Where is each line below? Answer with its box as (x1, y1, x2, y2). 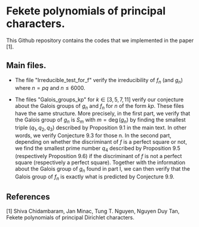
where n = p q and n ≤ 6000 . (14, 84, 85, 91)
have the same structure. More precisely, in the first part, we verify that (14, 110, 191, 117)
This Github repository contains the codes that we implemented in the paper (6, 37, 194, 44)
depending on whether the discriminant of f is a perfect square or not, (14, 138, 187, 145)
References (6, 192, 50, 202)
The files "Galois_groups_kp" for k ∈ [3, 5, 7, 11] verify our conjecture (14, 96, 184, 103)
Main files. (6, 60, 47, 71)
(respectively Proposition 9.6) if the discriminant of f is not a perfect (14, 152, 182, 159)
